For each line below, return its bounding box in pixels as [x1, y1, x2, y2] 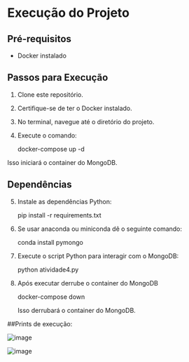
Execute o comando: [17, 131, 77, 140]
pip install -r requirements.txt [17, 210, 101, 219]
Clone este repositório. [17, 90, 84, 99]
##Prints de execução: [7, 319, 73, 328]
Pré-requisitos [7, 33, 72, 45]
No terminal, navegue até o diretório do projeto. [17, 117, 155, 126]
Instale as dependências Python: [17, 197, 112, 206]
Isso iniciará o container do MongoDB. [7, 158, 118, 166]
